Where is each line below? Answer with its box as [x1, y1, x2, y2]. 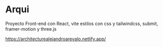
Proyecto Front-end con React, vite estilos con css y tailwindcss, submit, [5, 20, 158, 27]
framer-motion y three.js [5, 26, 57, 32]
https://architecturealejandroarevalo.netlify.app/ [5, 36, 106, 42]
